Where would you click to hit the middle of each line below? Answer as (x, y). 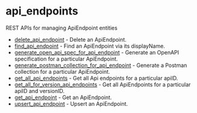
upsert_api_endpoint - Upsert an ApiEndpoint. (71, 103)
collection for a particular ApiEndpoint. (62, 71)
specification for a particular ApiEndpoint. (66, 59)
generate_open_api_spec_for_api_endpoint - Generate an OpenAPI (97, 52)
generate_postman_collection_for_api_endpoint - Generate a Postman (101, 65)
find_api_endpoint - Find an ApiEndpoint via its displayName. (89, 46)
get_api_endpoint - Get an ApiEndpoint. (63, 97)
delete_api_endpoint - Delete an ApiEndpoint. (70, 39)
